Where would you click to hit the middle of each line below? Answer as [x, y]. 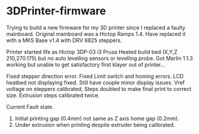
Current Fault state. [30, 106]
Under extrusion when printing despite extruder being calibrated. [95, 124]
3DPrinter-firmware [56, 11]
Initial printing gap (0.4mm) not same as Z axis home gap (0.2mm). [97, 118]
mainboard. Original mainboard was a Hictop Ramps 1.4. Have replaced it [96, 33]
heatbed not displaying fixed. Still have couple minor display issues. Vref [96, 83]
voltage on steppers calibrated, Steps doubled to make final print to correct [99, 89]
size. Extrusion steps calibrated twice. [53, 95]
